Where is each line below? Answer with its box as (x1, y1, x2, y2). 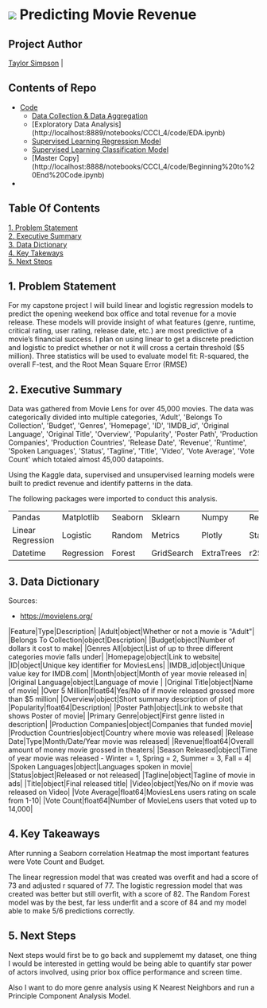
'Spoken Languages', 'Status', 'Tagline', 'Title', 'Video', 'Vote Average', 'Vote (8, 446, 255, 456)
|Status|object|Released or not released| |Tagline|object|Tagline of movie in (8, 770, 256, 780)
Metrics (151, 530, 180, 541)
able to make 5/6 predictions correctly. (8, 905, 135, 916)
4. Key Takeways (8, 248, 64, 258)
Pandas (12, 512, 41, 523)
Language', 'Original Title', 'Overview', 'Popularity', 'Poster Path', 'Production (8, 430, 258, 439)
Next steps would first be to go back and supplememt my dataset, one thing (8, 950, 257, 959)
